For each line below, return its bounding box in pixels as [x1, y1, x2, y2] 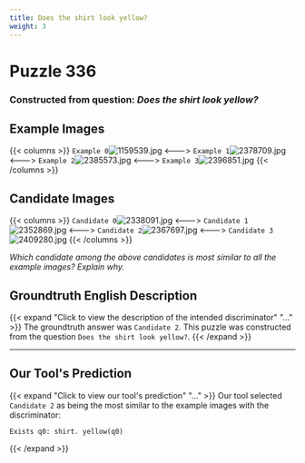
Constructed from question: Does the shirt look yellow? [9, 93, 259, 105]
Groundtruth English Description [9, 288, 198, 303]
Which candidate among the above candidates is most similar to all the [9, 251, 277, 263]
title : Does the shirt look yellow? [9, 13, 148, 23]
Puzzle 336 [9, 61, 97, 82]
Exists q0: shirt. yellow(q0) [9, 427, 124, 436]
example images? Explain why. [9, 261, 125, 272]
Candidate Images [9, 191, 115, 206]
